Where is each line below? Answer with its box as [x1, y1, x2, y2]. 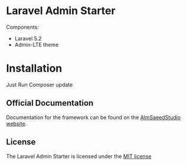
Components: [6, 23, 40, 31]
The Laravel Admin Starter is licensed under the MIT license [6, 153, 152, 160]
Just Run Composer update [6, 81, 73, 88]
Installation [6, 62, 63, 75]
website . [6, 120, 27, 127]
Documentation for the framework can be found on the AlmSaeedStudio [6, 113, 181, 121]
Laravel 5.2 [14, 35, 42, 42]
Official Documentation [6, 98, 94, 108]
